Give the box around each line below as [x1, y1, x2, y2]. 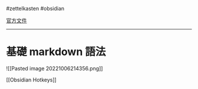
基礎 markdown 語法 [6, 45, 106, 59]
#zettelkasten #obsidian [6, 5, 65, 12]
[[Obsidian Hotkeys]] [6, 76, 57, 83]
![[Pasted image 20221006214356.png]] [6, 64, 103, 72]
